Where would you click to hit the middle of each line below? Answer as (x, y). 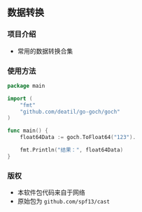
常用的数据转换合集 (45, 51)
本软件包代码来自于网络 (51, 192)
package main (26, 86)
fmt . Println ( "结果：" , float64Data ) (72, 150)
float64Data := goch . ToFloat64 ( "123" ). (78, 138)
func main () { (28, 131)
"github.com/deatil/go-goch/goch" (70, 112)
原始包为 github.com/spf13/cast (64, 201)
